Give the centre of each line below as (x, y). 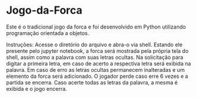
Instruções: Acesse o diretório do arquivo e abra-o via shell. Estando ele (94, 45)
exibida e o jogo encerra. (36, 88)
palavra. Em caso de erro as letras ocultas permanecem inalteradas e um (96, 69)
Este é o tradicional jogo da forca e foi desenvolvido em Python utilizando (96, 27)
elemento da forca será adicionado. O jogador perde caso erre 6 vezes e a (97, 76)
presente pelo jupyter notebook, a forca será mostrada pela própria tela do (97, 50)
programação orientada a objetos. (48, 33)
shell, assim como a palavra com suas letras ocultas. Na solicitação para (95, 57)
